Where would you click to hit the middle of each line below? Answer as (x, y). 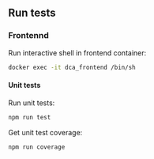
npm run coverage (37, 147)
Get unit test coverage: (45, 132)
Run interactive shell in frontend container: (77, 53)
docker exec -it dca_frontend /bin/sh (72, 67)
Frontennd (29, 36)
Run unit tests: (32, 103)
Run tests (32, 13)
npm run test (30, 117)
